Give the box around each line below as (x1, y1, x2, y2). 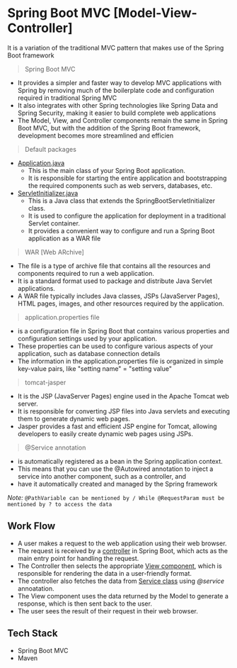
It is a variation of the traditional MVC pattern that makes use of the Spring (7, 43, 224, 52)
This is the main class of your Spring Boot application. (28, 166, 186, 174)
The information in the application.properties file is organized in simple (17, 357, 224, 365)
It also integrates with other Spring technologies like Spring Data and (17, 101, 218, 109)
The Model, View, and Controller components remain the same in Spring (17, 116, 228, 125)
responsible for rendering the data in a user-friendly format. (17, 569, 192, 577)
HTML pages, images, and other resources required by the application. (17, 299, 224, 308)
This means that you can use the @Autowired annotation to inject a (17, 464, 214, 473)
